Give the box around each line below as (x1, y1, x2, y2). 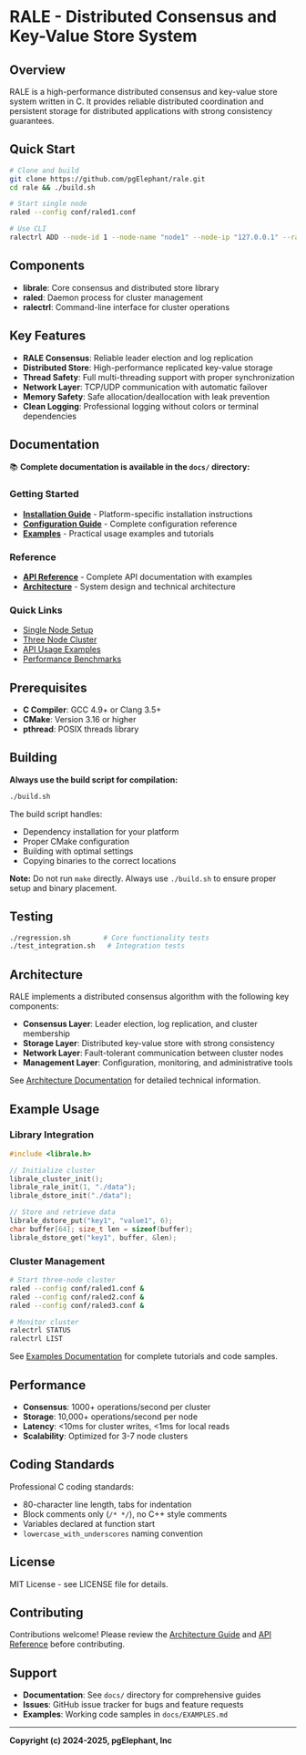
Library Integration (9, 1128, 94, 1141)
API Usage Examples (22, 644, 102, 655)
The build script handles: (9, 808, 103, 819)
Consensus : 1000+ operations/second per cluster (22, 1401, 211, 1412)
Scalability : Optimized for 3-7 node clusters (22, 1430, 189, 1441)
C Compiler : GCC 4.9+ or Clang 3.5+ (22, 704, 162, 715)
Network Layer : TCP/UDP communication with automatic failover (22, 381, 268, 392)
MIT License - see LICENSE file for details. (9, 1578, 168, 1589)
